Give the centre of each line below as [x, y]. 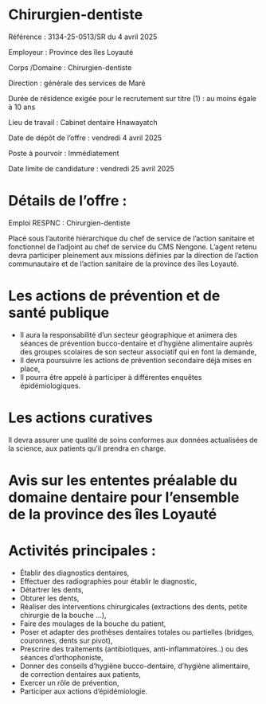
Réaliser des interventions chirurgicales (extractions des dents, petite [133, 606]
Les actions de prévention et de [114, 296]
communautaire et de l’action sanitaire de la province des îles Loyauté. [123, 264]
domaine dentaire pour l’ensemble [124, 497]
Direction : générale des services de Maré [77, 83]
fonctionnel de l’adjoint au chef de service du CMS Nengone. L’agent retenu [133, 246]
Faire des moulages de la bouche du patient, [93, 624]
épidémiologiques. [50, 385]
